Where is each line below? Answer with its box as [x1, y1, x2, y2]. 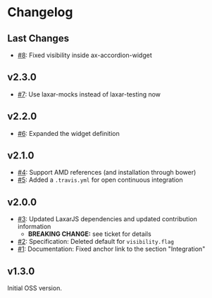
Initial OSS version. [7, 284, 62, 292]
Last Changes [7, 32, 69, 44]
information [17, 223, 51, 231]
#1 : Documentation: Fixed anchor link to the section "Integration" [17, 244, 206, 254]
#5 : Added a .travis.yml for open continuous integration [17, 175, 183, 184]
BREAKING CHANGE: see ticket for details [27, 230, 151, 238]
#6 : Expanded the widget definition [17, 129, 120, 137]
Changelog [7, 4, 73, 20]
